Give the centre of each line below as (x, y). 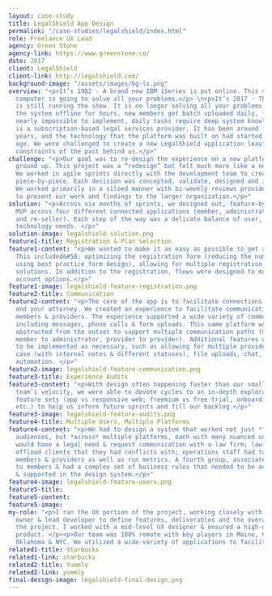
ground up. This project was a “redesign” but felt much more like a (135, 167)
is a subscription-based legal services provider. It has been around (137, 129)
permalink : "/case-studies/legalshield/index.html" (97, 31)
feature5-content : (39, 497)
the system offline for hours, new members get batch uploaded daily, (137, 114)
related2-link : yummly (47, 572)
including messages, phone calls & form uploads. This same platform (135, 324)
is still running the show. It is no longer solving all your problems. (141, 106)
